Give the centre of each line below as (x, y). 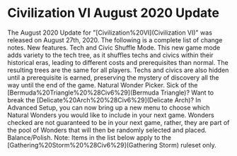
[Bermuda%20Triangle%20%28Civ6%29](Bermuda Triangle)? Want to (111, 92)
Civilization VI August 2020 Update (114, 13)
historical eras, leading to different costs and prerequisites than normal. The (118, 62)
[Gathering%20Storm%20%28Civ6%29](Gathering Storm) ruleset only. (112, 145)
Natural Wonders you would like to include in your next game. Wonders (111, 115)
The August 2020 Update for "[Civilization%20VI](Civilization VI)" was (110, 32)
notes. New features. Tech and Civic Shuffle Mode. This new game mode (114, 47)
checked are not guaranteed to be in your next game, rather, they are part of (118, 122)
